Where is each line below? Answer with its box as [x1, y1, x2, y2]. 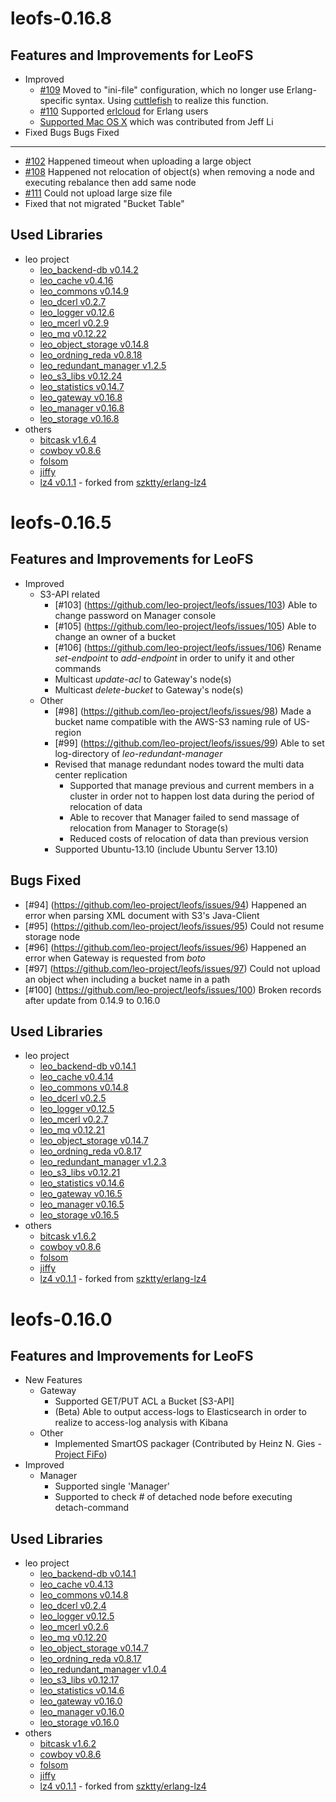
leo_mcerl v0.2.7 [39, 1113, 109, 1126]
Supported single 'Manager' [54, 1480, 170, 1492]
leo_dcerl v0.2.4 [39, 1600, 107, 1612]
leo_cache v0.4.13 [39, 1578, 114, 1591]
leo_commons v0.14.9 [39, 285, 129, 297]
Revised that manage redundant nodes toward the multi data [54, 758, 305, 770]
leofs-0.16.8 [10, 7, 112, 30]
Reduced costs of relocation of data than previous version [69, 832, 309, 844]
